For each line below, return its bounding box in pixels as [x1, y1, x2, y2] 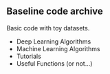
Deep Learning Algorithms [16, 37, 91, 46]
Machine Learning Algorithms [16, 44, 100, 53]
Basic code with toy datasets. [6, 24, 90, 32]
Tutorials [16, 52, 42, 60]
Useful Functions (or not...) [16, 59, 93, 68]
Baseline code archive [6, 6, 104, 17]
